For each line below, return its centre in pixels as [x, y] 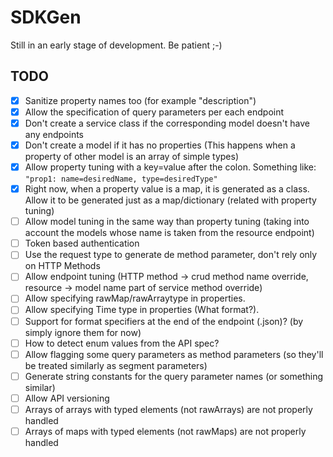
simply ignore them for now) [83, 332]
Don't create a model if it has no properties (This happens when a [160, 145]
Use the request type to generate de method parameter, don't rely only [171, 255]
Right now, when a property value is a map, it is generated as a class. [167, 189]
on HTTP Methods [62, 266]
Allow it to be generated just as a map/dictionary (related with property [170, 200]
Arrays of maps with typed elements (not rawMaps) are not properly [165, 431]
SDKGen [46, 17]
